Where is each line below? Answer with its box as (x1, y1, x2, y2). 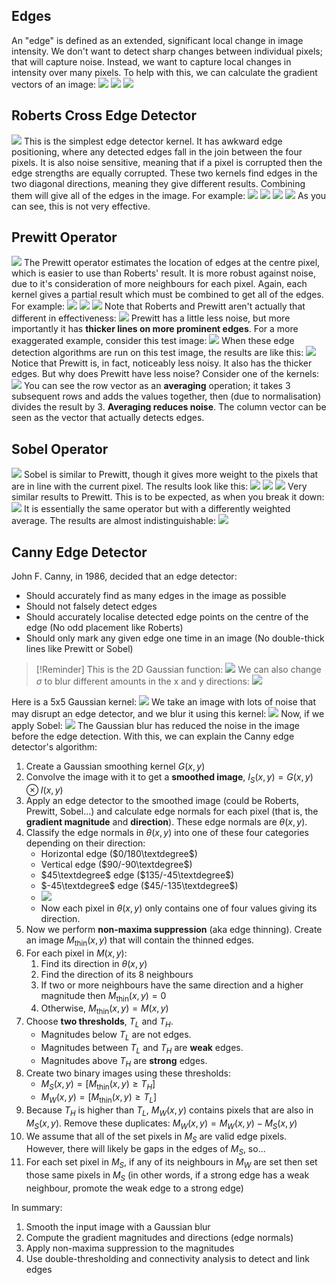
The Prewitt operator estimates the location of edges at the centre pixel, (23, 257, 321, 269)
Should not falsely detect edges (25, 600, 158, 613)
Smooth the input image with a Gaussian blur (25, 1220, 211, 1233)
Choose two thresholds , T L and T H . (25, 1015, 174, 1030)
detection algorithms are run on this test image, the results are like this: (11, 347, 304, 359)
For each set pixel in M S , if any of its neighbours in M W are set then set (25, 1156, 318, 1171)
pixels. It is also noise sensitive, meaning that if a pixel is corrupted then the (11, 156, 323, 168)
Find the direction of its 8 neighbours (40, 968, 194, 980)
